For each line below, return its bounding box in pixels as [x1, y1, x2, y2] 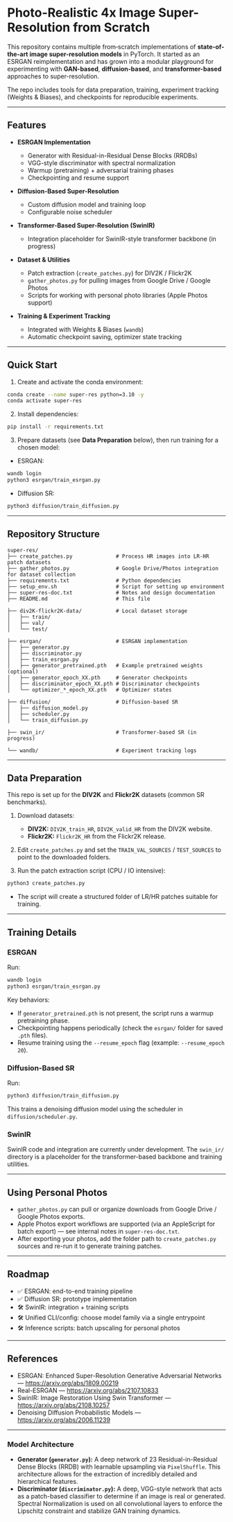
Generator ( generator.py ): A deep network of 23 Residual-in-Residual [17, 1455, 218, 1463]
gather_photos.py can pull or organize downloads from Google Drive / [17, 1205, 217, 1213]
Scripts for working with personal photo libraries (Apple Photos [27, 291, 208, 299]
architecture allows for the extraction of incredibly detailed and [17, 1469, 198, 1478]
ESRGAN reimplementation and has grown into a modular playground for [7, 57, 214, 65]
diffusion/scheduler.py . [7, 1112, 78, 1120]
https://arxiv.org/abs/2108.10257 [17, 1401, 110, 1409]
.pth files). [17, 1031, 49, 1039]
